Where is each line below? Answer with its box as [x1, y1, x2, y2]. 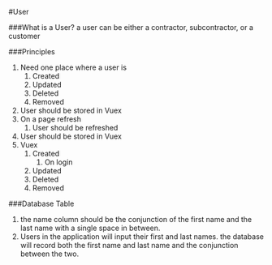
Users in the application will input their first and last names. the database [19, 232, 264, 241]
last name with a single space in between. [19, 223, 161, 233]
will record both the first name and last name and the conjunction [19, 241, 239, 250]
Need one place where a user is [19, 62, 127, 72]
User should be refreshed [32, 123, 119, 132]
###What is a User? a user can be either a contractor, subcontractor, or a [8, 23, 254, 32]
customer [8, 32, 41, 41]
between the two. [19, 249, 80, 259]
